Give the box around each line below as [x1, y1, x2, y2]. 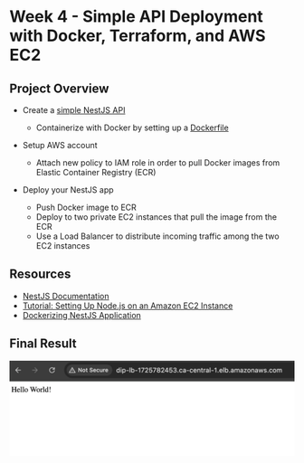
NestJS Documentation [22, 290, 110, 301]
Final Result [9, 336, 77, 352]
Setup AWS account [22, 140, 98, 150]
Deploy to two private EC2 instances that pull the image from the [35, 212, 278, 222]
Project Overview [9, 80, 109, 96]
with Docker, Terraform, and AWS [9, 25, 266, 46]
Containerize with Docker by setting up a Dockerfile [35, 122, 229, 133]
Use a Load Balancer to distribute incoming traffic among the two [35, 231, 280, 241]
